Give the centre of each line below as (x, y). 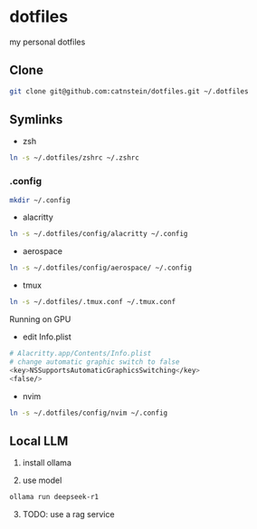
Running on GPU (40, 319)
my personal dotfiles (48, 42)
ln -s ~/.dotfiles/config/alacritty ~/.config (99, 234)
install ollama (47, 463)
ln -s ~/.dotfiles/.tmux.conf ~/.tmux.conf (93, 302)
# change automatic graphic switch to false (95, 362)
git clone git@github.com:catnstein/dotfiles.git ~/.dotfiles (129, 91)
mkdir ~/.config (40, 200)
